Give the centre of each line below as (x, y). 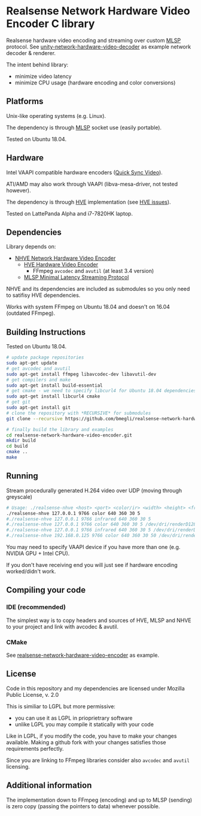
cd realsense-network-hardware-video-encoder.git (69, 435)
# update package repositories (45, 357)
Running (22, 476)
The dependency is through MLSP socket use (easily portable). (84, 128)
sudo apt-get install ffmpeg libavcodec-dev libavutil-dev (81, 374)
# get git (19, 402)
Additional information (49, 785)
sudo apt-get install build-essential (54, 385)
